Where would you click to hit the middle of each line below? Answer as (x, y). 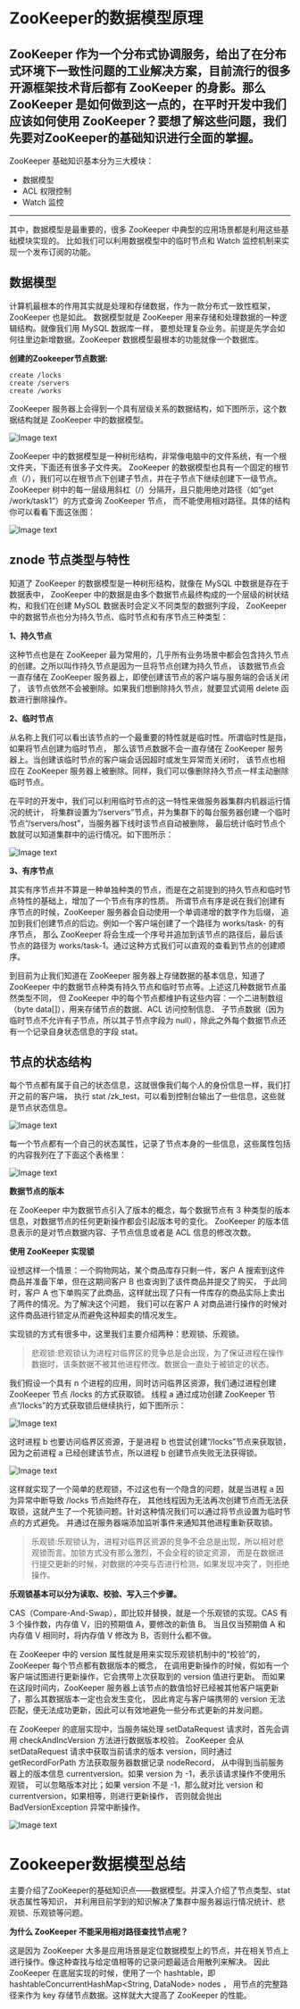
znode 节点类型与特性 (70, 560)
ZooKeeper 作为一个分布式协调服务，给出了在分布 (148, 54)
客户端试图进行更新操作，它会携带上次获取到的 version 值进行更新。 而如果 (147, 1677)
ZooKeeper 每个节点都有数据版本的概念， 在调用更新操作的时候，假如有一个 (149, 1665)
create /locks (36, 375)
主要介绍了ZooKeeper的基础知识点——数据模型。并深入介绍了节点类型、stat (150, 1890)
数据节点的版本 (37, 1191)
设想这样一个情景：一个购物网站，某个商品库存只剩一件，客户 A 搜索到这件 (147, 1271)
